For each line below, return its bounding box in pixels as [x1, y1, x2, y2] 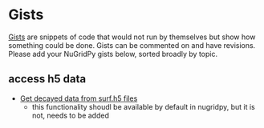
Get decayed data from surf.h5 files [19, 94, 138, 103]
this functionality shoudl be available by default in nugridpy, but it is [31, 102, 255, 111]
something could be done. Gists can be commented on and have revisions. [8, 40, 256, 50]
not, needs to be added [31, 110, 110, 120]
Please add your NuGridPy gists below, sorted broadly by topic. [8, 49, 218, 58]
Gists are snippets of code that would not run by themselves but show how [8, 32, 256, 42]
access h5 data [8, 72, 87, 86]
